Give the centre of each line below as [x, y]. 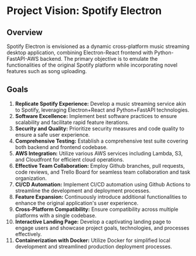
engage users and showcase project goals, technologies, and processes [102, 228]
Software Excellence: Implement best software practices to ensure [96, 116]
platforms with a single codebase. [56, 215]
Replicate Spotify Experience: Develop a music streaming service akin [100, 103]
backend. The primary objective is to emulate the [99, 59]
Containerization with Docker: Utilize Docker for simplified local [93, 240]
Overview [25, 32]
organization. [31, 178]
